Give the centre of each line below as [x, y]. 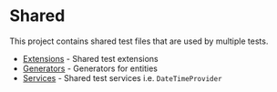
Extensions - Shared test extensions [90, 58]
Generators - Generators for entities [90, 68]
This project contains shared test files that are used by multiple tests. [139, 41]
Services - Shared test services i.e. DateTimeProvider [122, 77]
